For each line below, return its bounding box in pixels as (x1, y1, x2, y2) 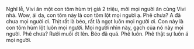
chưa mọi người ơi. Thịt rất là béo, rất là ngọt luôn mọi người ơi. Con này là (6, 18, 184, 24)
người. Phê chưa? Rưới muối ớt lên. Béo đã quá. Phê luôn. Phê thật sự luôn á (6, 30, 189, 37)
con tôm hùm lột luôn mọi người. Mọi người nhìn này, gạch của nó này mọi (6, 24, 184, 31)
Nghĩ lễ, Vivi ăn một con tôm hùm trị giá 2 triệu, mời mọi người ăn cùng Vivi (6, 6, 186, 12)
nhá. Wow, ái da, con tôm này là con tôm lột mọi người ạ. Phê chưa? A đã (6, 12, 181, 19)
